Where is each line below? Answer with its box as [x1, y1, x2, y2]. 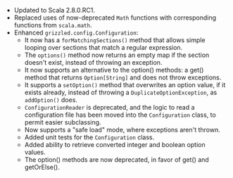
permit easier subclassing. [24, 118, 101, 126]
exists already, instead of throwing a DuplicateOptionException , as [24, 88, 218, 96]
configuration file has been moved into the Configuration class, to [24, 110, 216, 119]
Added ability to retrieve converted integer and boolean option [24, 141, 206, 148]
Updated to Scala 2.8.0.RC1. [13, 6, 96, 14]
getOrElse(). [24, 163, 60, 171]
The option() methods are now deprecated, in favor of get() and [24, 155, 209, 164]
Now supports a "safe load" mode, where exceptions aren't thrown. [24, 126, 220, 134]
